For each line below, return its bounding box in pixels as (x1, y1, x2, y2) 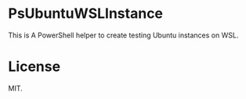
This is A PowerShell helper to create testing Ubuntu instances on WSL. (8, 30, 239, 40)
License (8, 58, 61, 76)
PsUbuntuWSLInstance (8, 5, 163, 23)
